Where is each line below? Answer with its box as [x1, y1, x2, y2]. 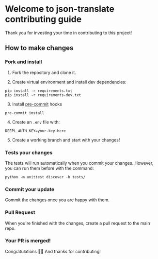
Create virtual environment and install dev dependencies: [12, 79, 126, 85]
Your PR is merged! [5, 237, 51, 244]
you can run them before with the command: [5, 165, 94, 171]
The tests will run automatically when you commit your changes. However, [5, 160, 154, 166]
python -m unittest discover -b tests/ [5, 174, 86, 179]
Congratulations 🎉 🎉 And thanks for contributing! [5, 248, 101, 254]
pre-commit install [5, 110, 45, 115]
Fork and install [5, 58, 42, 65]
